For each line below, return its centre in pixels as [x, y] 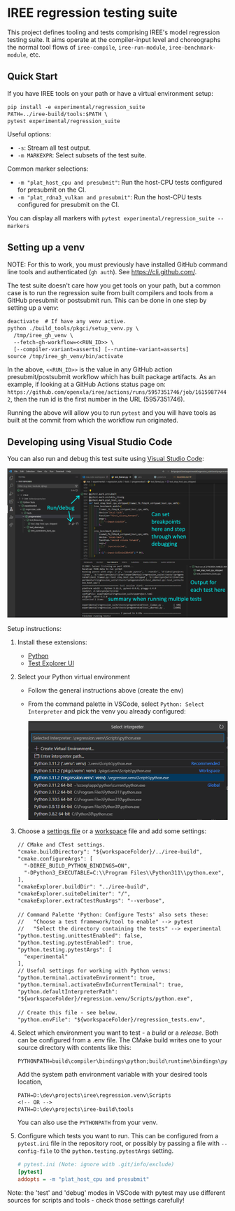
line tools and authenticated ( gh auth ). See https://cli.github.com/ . [102, 271]
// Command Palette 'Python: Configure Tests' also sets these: [113, 915]
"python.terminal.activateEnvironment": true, [86, 978]
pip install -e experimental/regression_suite [76, 107]
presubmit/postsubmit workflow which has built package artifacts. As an [112, 376]
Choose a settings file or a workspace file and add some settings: [112, 831]
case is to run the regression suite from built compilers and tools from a [110, 292]
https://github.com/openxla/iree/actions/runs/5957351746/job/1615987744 [117, 392]
